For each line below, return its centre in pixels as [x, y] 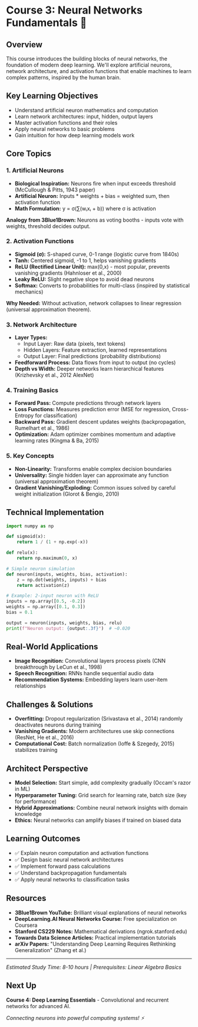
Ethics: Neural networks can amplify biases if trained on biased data [98, 820]
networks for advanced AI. [38, 1006]
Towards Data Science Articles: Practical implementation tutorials [95, 937]
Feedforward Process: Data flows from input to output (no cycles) [95, 362]
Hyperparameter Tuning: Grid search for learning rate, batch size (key [100, 795]
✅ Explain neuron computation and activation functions [82, 853]
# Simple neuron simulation [41, 569]
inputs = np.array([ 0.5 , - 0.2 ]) [46, 602]
